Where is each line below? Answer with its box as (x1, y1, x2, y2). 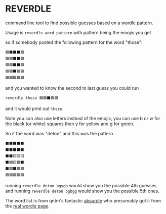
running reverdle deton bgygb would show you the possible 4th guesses (5, 182, 157, 188)
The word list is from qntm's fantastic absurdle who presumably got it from (5, 197, 161, 203)
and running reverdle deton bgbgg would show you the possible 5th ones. (5, 188, 159, 194)
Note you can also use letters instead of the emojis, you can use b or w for (5, 115, 160, 121)
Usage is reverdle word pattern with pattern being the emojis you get (5, 29, 151, 35)
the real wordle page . (5, 203, 50, 209)
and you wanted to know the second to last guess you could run (5, 85, 139, 91)
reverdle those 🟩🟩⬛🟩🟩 (5, 95, 58, 100)
